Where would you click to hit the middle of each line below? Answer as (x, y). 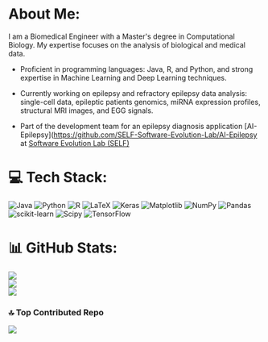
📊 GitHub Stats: (63, 248)
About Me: (44, 14)
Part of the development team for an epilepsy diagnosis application (131, 126)
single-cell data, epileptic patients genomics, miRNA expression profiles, (140, 102)
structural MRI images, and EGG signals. (87, 111)
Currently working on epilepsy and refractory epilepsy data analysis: (134, 93)
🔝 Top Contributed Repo (56, 312)
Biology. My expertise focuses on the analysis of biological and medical (127, 44)
